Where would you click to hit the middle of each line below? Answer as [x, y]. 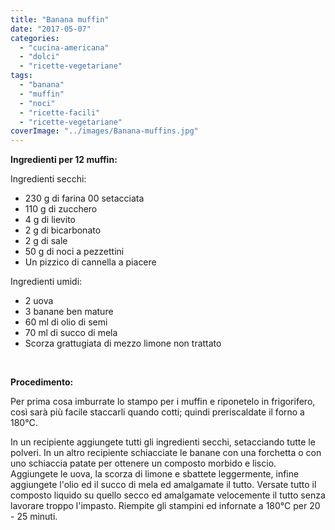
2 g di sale [46, 241]
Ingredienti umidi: [46, 282]
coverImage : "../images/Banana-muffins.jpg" [104, 131]
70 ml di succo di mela [71, 333]
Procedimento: [42, 382]
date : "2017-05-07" [51, 29]
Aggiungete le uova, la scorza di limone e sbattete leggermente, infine [155, 474]
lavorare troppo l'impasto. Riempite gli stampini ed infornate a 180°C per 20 [165, 506]
